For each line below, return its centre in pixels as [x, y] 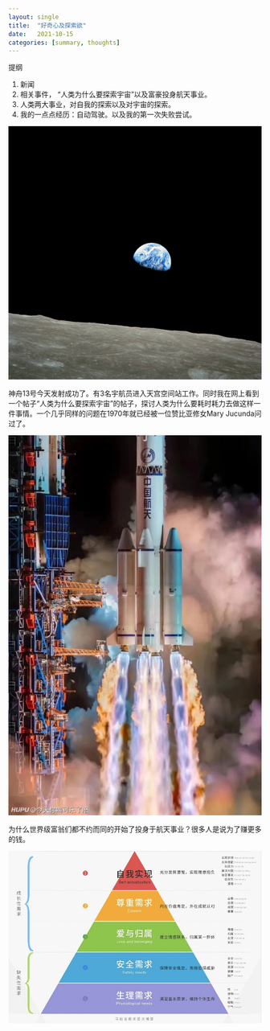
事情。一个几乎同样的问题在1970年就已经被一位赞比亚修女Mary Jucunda [135, 413]
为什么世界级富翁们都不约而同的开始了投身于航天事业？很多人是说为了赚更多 [135, 829]
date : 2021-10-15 [41, 34]
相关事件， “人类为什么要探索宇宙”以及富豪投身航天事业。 [116, 94]
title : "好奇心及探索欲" [47, 25]
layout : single [34, 17]
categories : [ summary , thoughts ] [64, 43]
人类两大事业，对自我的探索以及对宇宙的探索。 [97, 105]
